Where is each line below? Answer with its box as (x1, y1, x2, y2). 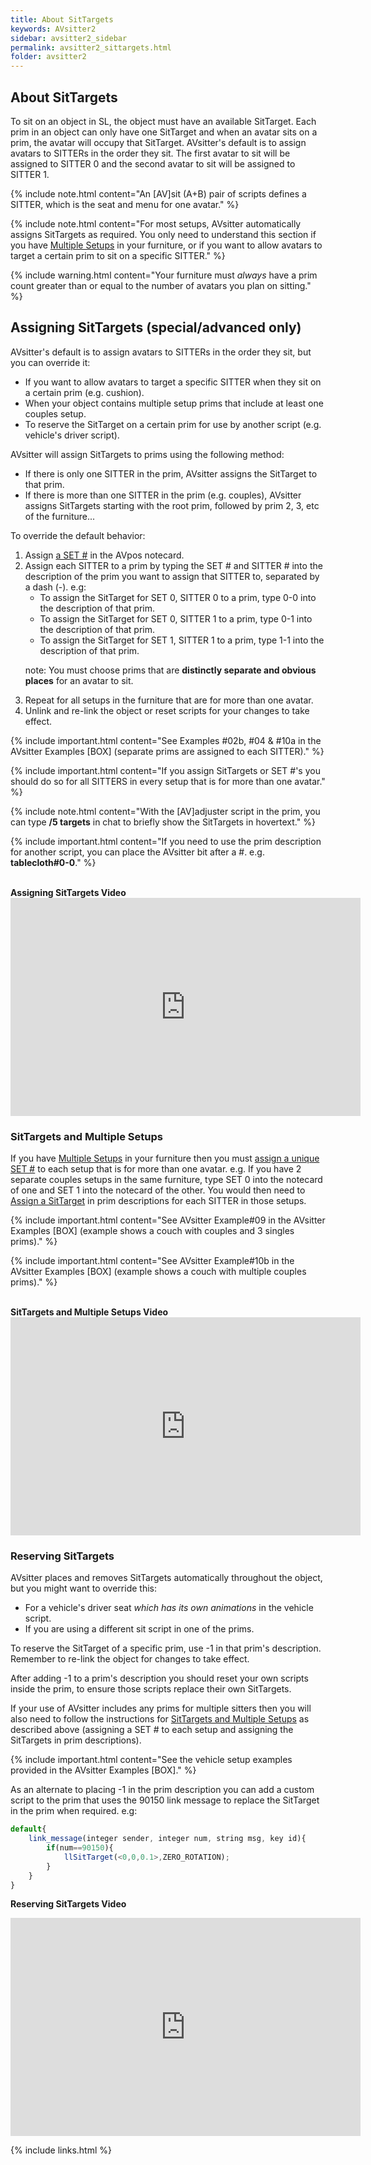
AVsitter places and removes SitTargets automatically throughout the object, (10, 1572, 323, 1584)
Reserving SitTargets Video (10, 1898, 127, 1910)
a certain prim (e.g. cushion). (24, 386, 145, 398)
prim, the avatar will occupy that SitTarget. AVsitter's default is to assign (10, 136, 307, 148)
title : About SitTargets (10, 14, 114, 25)
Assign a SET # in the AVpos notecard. (24, 549, 185, 561)
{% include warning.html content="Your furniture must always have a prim (10, 269, 318, 281)
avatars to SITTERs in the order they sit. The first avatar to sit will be (10, 147, 291, 159)
